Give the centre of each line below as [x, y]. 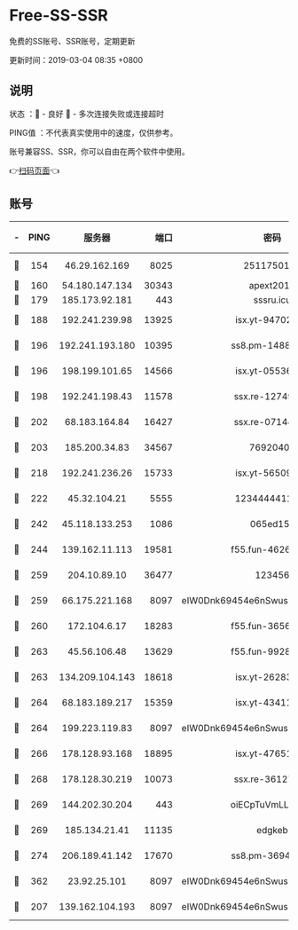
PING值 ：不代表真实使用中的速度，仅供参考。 [94, 132]
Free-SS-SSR [59, 16]
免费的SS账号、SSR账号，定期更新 [72, 41]
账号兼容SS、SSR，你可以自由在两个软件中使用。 [99, 151]
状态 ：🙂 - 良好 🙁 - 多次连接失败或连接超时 [86, 114]
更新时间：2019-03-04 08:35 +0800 [76, 59]
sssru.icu [272, 300]
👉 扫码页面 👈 [35, 170]
